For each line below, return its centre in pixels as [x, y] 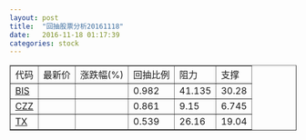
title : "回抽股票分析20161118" [67, 26]
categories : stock [44, 43]
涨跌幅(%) [102, 75]
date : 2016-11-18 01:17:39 [65, 35]
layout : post [34, 18]
